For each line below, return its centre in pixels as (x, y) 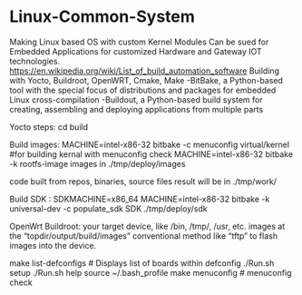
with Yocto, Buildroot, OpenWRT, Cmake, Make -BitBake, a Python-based (146, 80)
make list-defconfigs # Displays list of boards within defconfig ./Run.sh (142, 263)
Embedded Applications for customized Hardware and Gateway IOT (136, 51)
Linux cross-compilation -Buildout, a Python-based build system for (136, 99)
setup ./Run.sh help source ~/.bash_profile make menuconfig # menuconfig (151, 272)
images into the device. (53, 245)
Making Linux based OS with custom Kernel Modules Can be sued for (139, 42)
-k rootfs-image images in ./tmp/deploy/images (97, 163)
